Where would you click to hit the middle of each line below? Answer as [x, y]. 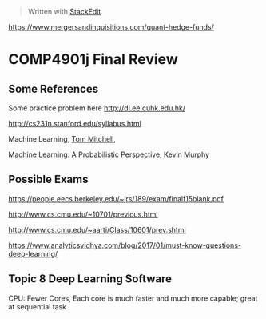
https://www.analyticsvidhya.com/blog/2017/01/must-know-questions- [125, 245]
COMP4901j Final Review [93, 60]
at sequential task [37, 306]
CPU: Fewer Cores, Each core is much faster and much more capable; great [133, 298]
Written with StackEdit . [66, 12]
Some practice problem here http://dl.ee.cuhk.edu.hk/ [97, 108]
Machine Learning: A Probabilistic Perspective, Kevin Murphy [109, 154]
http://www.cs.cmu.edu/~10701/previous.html [83, 214]
